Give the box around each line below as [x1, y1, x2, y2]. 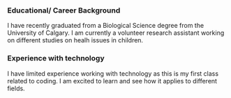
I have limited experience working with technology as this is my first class [7, 69, 218, 78]
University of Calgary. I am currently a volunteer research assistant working [7, 28, 225, 37]
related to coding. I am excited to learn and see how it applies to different [7, 76, 218, 85]
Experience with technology [7, 54, 105, 63]
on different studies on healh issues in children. [7, 36, 144, 44]
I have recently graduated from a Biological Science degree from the [7, 22, 204, 30]
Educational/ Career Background [7, 6, 121, 15]
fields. [7, 84, 26, 92]
